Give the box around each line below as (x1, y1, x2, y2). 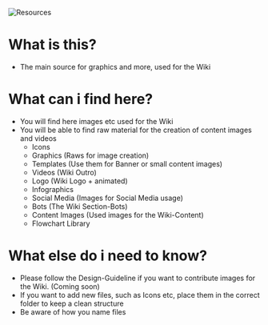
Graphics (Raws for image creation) (31, 150, 150, 160)
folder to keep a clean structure (19, 299, 124, 308)
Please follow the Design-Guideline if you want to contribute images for (19, 273, 256, 283)
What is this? (8, 36, 98, 54)
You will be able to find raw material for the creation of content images (19, 125, 252, 134)
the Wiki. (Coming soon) (19, 281, 100, 291)
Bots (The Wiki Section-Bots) (31, 201, 128, 211)
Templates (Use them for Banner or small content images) (31, 158, 222, 168)
